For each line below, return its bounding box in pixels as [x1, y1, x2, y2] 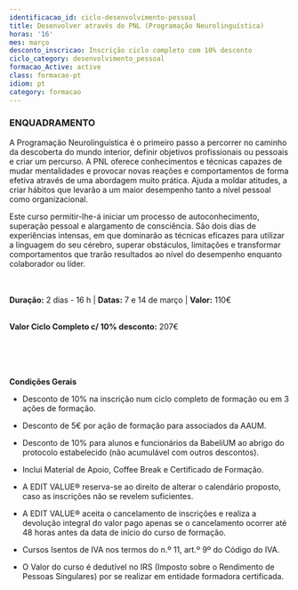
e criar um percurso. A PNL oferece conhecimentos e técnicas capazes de [9, 156, 283, 166]
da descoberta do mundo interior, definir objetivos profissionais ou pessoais [9, 146, 289, 157]
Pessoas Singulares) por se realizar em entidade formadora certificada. [21, 570, 285, 581]
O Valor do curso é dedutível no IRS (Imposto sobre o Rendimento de [21, 562, 275, 572]
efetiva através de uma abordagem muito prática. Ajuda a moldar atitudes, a [9, 174, 287, 185]
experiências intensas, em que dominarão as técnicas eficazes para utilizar [9, 230, 285, 240]
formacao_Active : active [9, 63, 101, 72]
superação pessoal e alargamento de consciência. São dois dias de [9, 220, 256, 231]
